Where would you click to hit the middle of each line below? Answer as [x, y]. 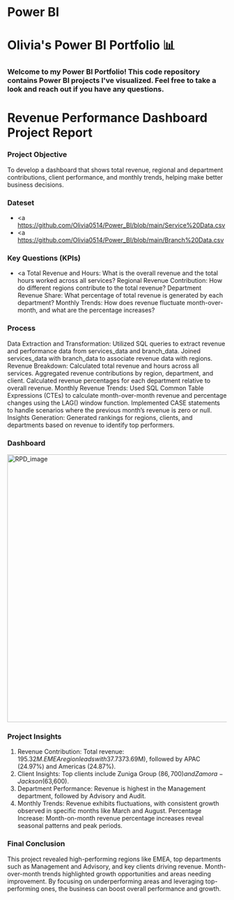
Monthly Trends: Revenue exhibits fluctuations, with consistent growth [118, 804]
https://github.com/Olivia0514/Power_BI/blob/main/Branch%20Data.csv [120, 240]
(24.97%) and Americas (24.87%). [67, 766]
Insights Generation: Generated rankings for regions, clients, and [100, 417]
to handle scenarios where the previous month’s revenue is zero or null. [110, 410]
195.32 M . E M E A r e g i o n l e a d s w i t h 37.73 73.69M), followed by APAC [109, 759]
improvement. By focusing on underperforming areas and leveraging [106, 881]
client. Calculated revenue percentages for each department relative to [109, 380]
